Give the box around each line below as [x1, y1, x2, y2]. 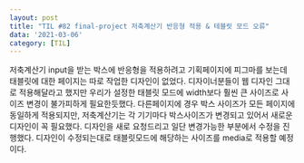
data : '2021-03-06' [9, 30, 83, 39]
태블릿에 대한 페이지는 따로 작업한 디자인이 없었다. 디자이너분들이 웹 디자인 [9, 76, 274, 87]
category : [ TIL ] [9, 38, 71, 48]
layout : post [9, 13, 59, 23]
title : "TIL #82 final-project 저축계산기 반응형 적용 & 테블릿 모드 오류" [9, 22, 270, 31]
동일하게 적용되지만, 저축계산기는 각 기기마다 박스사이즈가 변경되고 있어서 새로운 [9, 110, 293, 120]
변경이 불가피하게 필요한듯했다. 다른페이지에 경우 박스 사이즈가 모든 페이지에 [25, 99, 296, 110]
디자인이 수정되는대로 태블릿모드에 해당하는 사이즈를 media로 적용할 [35, 132, 278, 143]
